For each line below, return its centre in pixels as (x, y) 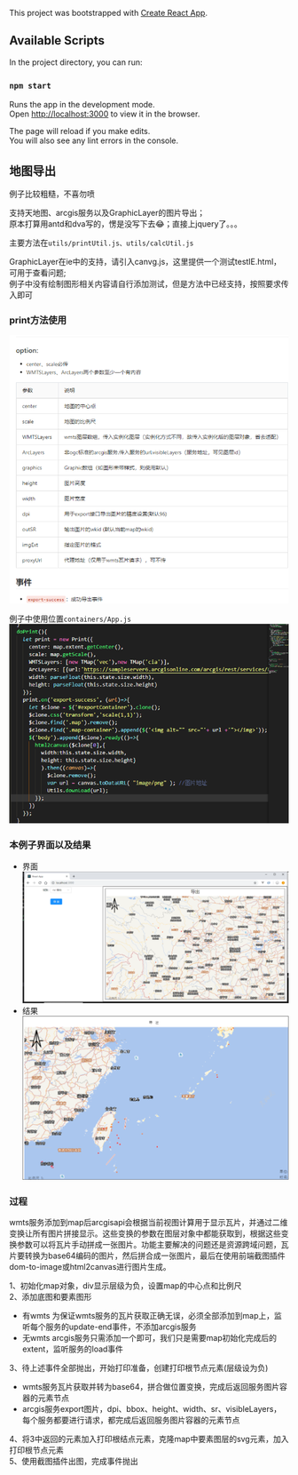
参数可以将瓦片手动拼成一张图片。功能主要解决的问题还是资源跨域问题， (149, 1245)
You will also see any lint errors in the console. (94, 140)
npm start (30, 85)
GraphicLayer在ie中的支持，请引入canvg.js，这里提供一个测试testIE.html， (145, 261)
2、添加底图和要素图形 (51, 1297)
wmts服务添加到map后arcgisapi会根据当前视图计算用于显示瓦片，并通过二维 (149, 1223)
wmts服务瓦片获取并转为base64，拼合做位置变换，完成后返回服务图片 (151, 1387)
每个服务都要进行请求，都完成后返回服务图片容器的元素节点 (131, 1420)
